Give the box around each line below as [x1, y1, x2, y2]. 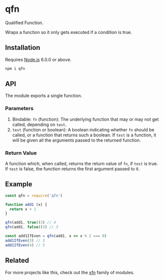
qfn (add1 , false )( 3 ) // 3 [5, 225, 58, 230]
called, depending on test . [12, 122, 67, 127]
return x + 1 [9, 207, 36, 212]
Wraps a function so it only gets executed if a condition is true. [5, 29, 132, 35]
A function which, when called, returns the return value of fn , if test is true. [5, 161, 159, 167]
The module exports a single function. [5, 93, 82, 99]
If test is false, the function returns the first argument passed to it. [5, 166, 140, 172]
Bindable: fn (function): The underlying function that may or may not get [12, 116, 159, 122]
